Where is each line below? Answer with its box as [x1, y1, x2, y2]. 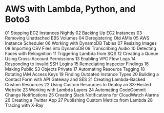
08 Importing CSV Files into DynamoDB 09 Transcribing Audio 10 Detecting [5, 45, 156, 51]
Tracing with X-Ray [5, 102, 44, 108]
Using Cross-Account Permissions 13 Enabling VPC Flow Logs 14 [5, 56, 136, 61]
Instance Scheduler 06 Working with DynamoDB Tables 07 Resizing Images [5, 40, 157, 46]
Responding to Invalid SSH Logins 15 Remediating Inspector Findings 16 [5, 61, 149, 67]
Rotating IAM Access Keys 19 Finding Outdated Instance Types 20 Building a [5, 71, 159, 77]
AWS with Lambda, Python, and [5, 3, 136, 15]
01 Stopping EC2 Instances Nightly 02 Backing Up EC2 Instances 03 [5, 30, 143, 36]
